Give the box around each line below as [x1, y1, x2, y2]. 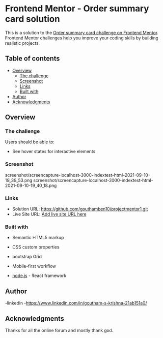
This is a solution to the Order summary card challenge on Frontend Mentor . [5, 30, 159, 35]
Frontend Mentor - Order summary [5, 3, 149, 14]
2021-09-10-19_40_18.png [5, 183, 57, 188]
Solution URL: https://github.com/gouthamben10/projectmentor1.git [12, 206, 148, 212]
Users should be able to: [5, 139, 55, 145]
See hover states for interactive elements [12, 149, 96, 154]
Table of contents [5, 55, 60, 63]
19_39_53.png [5, 177, 33, 183]
